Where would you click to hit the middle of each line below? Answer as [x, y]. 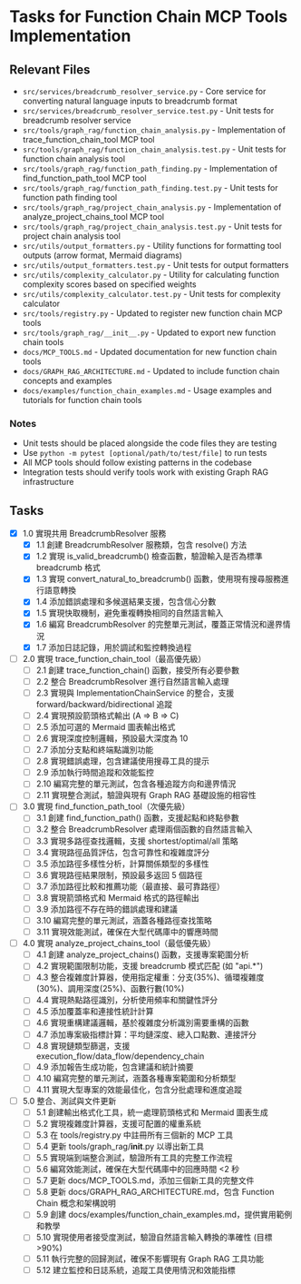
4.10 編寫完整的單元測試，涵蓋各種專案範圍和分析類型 [136, 1078]
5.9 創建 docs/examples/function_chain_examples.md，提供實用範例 [164, 1215]
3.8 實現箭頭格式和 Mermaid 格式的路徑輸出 [117, 897]
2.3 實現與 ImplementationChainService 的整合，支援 [135, 693]
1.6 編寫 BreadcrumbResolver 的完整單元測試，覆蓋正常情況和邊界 [159, 625]
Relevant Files [50, 69]
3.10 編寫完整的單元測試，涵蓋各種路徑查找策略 [124, 920]
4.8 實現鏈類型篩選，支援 [83, 1045]
